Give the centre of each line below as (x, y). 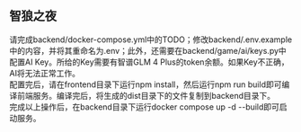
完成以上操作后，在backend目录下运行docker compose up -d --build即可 (145, 107)
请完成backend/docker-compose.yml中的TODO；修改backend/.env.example (151, 40)
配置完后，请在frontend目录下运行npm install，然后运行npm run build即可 (146, 84)
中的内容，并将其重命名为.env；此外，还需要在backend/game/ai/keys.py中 (148, 50)
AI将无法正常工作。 (45, 73)
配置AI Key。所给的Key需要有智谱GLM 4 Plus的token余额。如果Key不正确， (149, 62)
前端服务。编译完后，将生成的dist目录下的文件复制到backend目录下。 (146, 95)
